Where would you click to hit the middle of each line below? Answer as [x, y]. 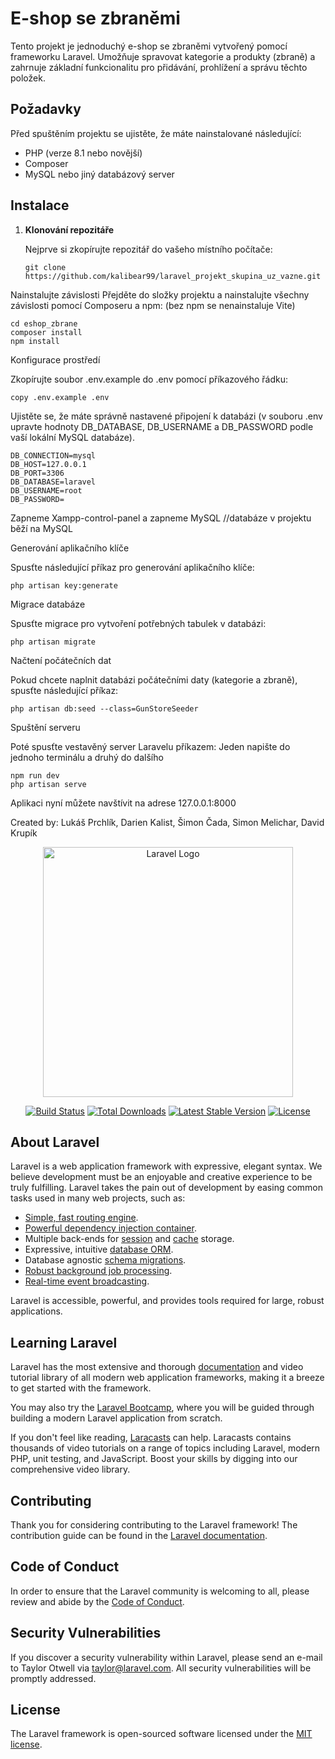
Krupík [24, 833]
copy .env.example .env [60, 397]
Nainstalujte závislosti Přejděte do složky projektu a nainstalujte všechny [160, 294]
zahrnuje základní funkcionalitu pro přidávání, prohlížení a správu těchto [159, 67]
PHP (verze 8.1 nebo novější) [83, 153]
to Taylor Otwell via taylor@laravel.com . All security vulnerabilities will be [161, 1668]
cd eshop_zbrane [44, 323]
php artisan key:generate [64, 585]
